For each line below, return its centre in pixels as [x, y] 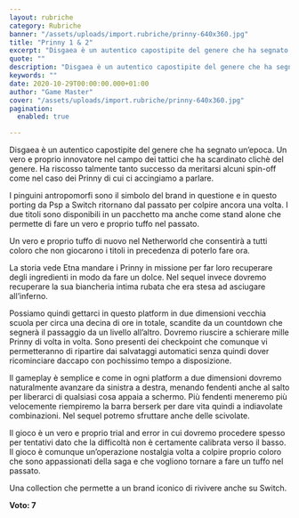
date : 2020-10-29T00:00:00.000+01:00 [79, 84]
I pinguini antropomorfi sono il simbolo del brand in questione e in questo [143, 196]
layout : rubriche [41, 17]
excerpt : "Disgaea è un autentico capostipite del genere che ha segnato [149, 51]
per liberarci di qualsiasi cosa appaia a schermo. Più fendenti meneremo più [148, 397]
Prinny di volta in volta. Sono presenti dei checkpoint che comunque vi [139, 342]
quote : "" [28, 59]
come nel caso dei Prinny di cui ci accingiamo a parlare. [112, 178]
